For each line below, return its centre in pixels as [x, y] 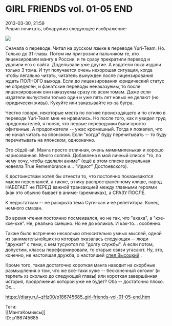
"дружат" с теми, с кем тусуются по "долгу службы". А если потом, [80, 244]
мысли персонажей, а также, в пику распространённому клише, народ [84, 181]
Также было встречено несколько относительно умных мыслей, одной [84, 233]
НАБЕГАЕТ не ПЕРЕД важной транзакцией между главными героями [81, 187]
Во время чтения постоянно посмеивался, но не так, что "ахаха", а [79, 218]
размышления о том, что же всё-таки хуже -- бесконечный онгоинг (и [83, 271]
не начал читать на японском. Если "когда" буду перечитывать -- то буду [86, 135]
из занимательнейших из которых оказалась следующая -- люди [77, 239]
